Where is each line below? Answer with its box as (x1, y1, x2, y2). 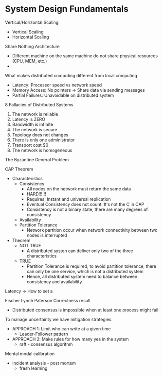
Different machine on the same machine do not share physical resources (12, 52, 158, 59)
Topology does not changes (12, 132, 69, 137)
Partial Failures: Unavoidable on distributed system (12, 92, 114, 98)
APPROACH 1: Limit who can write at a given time (12, 325, 111, 331)
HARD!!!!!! (26, 191, 46, 197)
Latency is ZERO (12, 116, 45, 122)
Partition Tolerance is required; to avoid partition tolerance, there (26, 263, 157, 269)
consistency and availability (26, 278, 82, 285)
